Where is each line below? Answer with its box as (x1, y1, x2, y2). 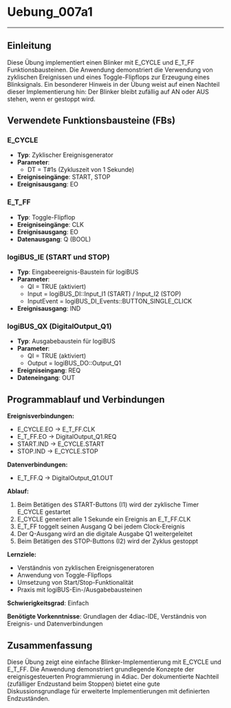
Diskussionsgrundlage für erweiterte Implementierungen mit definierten (7, 687, 210, 695)
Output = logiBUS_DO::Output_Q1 (27, 359, 122, 367)
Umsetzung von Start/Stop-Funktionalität (16, 579, 134, 587)
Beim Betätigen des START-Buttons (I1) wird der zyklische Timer (16, 500, 199, 509)
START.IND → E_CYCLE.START (16, 440, 105, 448)
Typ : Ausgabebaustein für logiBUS (16, 337, 115, 345)
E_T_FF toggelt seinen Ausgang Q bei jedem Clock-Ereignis (16, 522, 186, 530)
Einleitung (7, 40, 52, 52)
